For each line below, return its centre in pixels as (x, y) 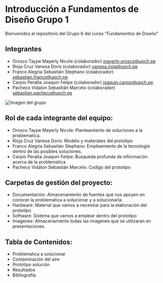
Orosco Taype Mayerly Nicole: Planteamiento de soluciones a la (77, 130)
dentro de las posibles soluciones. (47, 151)
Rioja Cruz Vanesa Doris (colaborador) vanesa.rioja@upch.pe (75, 66)
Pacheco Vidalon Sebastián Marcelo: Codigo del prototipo (71, 167)
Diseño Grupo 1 (37, 20)
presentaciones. (29, 226)
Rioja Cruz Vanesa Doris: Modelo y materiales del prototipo (72, 141)
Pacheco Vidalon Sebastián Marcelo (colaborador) (64, 88)
